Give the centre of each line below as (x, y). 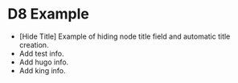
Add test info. (41, 53)
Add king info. (42, 70)
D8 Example (48, 14)
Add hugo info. (44, 62)
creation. (34, 44)
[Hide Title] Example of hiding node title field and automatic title (125, 36)
